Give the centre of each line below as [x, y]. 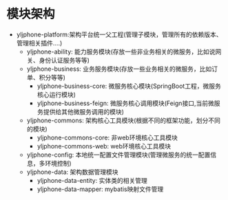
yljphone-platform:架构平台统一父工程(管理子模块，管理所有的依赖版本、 [119, 34]
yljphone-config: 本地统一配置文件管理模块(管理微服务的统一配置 [118, 155]
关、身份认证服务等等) [58, 60]
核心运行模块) [56, 94]
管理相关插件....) [39, 43]
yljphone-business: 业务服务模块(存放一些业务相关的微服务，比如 [119, 69]
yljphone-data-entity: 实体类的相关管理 [92, 180]
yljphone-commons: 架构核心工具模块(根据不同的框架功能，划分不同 [124, 120]
